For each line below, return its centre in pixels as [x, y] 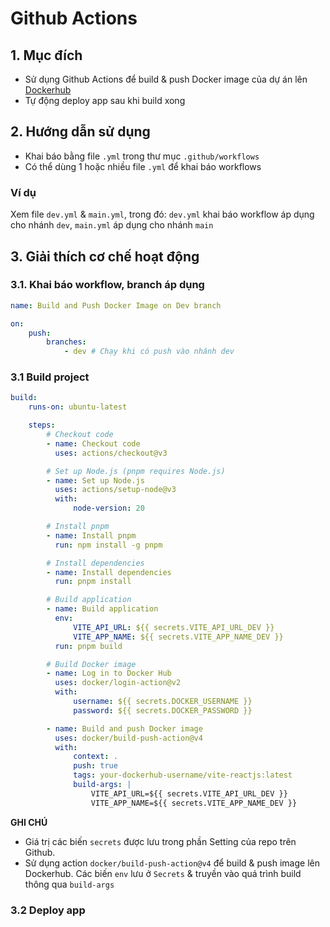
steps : [42, 425]
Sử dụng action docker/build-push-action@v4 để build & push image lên [172, 863]
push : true [95, 766]
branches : [66, 342]
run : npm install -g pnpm [108, 545]
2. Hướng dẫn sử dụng [80, 132]
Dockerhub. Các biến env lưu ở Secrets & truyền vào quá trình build [163, 873]
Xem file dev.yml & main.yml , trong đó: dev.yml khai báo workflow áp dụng [162, 214]
